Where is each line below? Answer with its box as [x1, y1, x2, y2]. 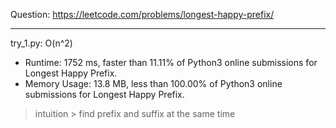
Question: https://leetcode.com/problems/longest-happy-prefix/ [10, 9, 275, 20]
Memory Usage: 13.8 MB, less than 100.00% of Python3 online [24, 78, 283, 89]
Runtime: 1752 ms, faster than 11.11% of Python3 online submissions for [24, 57, 318, 68]
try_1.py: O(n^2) [10, 37, 73, 49]
